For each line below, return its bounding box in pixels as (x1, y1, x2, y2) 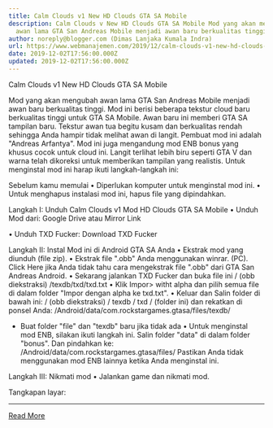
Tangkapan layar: (8, 387, 67, 397)
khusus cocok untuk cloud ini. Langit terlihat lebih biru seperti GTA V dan (8, 147, 252, 157)
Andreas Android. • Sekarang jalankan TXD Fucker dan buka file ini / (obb (8, 270, 255, 281)
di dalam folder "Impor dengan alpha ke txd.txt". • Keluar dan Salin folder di (8, 288, 261, 298)
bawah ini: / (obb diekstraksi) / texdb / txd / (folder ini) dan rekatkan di (8, 296, 243, 306)
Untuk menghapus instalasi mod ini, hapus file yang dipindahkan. (8, 189, 227, 199)
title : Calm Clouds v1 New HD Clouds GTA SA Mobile (8, 11, 187, 20)
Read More (8, 410, 45, 420)
